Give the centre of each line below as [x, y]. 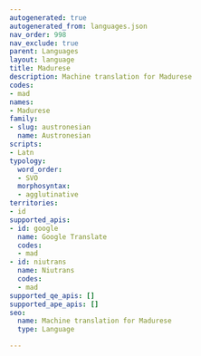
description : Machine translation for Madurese [101, 77]
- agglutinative [48, 195]
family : [24, 119]
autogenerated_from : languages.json [78, 26]
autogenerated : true [48, 18]
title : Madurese [40, 69]
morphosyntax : [44, 187]
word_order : [40, 169]
